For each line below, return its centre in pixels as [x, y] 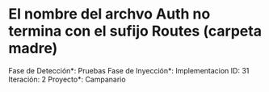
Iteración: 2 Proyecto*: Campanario [67, 79]
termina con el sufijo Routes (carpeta [135, 31]
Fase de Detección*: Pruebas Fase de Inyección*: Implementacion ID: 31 [129, 70]
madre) [33, 48]
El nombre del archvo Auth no [109, 14]
